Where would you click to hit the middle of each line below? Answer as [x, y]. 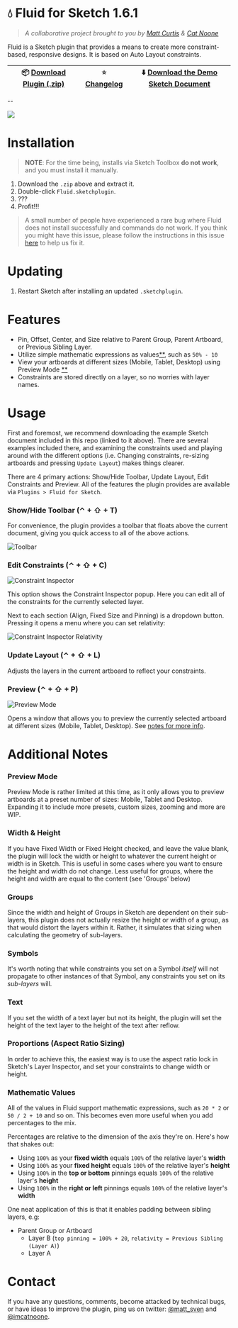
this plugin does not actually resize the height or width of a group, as [128, 920]
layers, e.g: [24, 1217]
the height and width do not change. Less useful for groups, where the [110, 871]
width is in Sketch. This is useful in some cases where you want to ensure [115, 864]
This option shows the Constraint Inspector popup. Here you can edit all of [116, 594]
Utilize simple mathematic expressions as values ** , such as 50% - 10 [118, 354]
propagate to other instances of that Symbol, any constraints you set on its [116, 976]
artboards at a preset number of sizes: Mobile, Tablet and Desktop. [105, 800]
